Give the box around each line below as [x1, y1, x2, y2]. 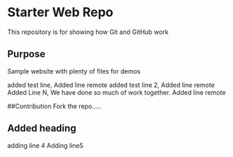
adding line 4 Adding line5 [7, 141, 83, 149]
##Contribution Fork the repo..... [7, 102, 101, 110]
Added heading [7, 122, 76, 134]
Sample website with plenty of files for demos [7, 66, 141, 75]
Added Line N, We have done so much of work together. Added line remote [7, 88, 226, 96]
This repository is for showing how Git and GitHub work [7, 28, 169, 36]
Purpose [7, 48, 46, 60]
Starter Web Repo [7, 4, 114, 21]
